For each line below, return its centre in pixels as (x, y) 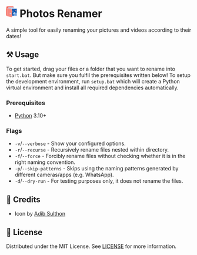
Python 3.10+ (31, 116)
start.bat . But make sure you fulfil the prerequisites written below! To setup (98, 75)
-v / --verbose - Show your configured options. (70, 143)
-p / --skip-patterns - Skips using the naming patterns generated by (96, 169)
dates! (14, 36)
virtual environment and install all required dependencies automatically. (92, 88)
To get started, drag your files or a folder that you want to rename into (91, 69)
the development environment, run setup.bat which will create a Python (93, 81)
